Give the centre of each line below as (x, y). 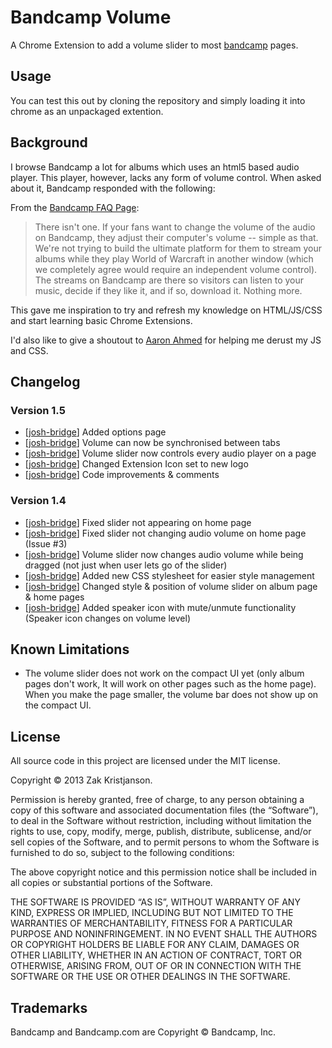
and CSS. (29, 350)
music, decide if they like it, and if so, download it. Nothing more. (168, 290)
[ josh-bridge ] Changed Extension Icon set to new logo (136, 464)
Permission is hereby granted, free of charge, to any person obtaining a (157, 800)
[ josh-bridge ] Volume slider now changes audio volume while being (164, 554)
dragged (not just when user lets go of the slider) (126, 565)
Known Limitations (70, 649)
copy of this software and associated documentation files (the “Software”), (164, 810)
